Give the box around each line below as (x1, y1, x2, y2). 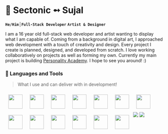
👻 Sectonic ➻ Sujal (5, 5, 84, 16)
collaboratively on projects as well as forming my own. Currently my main (5, 52, 157, 58)
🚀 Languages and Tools (5, 70, 63, 77)
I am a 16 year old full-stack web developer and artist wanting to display (5, 31, 154, 37)
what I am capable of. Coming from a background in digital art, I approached (5, 36, 163, 42)
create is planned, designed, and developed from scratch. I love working (5, 47, 155, 53)
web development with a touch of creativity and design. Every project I (5, 41, 151, 47)
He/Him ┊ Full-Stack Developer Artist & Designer (5, 21, 106, 27)
